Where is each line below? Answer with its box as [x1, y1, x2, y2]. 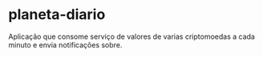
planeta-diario [8, 6, 106, 24]
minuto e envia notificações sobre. [8, 40, 123, 49]
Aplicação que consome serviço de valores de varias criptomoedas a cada [8, 32, 255, 41]
